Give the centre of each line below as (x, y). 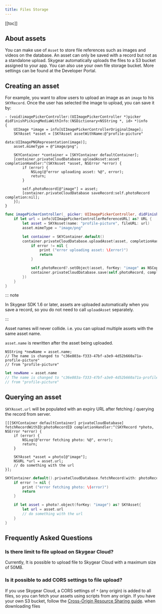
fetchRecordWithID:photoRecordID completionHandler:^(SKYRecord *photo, (80, 427)
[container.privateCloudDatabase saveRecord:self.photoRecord (86, 193)
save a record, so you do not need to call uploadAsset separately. (69, 310)
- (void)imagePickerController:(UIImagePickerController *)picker (73, 117)
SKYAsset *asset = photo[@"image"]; (51, 457)
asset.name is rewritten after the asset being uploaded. (59, 343)
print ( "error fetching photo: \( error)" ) (66, 487)
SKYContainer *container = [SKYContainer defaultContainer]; (76, 155)
